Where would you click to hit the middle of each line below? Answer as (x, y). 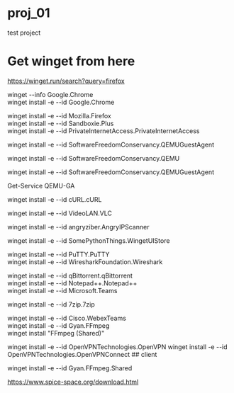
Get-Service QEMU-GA (41, 186)
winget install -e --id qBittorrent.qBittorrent (70, 275)
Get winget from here (71, 61)
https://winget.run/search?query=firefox (66, 81)
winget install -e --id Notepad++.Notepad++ (72, 283)
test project (24, 33)
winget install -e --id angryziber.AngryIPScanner (78, 227)
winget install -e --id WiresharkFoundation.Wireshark (85, 262)
